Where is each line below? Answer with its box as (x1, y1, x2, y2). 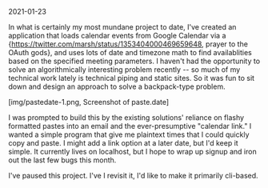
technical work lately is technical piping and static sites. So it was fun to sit (8, 74, 254, 82)
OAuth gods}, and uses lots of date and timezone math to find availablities (8, 48, 252, 57)
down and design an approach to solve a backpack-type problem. (8, 82, 226, 91)
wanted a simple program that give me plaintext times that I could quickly (8, 130, 250, 139)
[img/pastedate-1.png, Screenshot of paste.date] (8, 98, 170, 106)
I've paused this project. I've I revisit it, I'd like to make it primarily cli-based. (8, 171, 258, 180)
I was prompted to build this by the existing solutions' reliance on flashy (8, 113, 245, 122)
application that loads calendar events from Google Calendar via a (8, 31, 226, 40)
